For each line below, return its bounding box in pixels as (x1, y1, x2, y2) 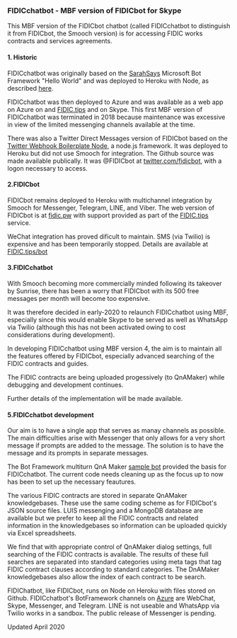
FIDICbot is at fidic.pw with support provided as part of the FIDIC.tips (7, 211, 209, 220)
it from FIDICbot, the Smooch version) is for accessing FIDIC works (7, 29, 203, 38)
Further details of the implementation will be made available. (7, 394, 183, 402)
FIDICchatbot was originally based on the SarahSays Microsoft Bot (7, 69, 202, 77)
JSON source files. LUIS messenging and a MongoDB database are (7, 506, 204, 515)
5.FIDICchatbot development (7, 410, 94, 419)
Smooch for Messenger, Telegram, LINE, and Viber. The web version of (7, 203, 215, 212)
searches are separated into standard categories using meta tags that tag (7, 558, 221, 566)
